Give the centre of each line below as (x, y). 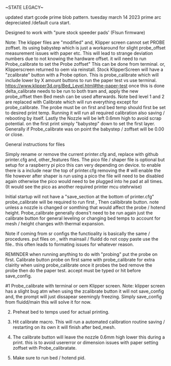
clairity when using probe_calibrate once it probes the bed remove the (79, 265)
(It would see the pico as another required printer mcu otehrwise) (74, 187)
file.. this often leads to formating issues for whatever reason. (69, 244)
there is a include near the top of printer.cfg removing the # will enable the (83, 171)
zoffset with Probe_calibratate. (45, 348)
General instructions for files (35, 144)
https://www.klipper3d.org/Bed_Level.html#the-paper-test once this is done (85, 86)
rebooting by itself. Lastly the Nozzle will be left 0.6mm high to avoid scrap (83, 118)
